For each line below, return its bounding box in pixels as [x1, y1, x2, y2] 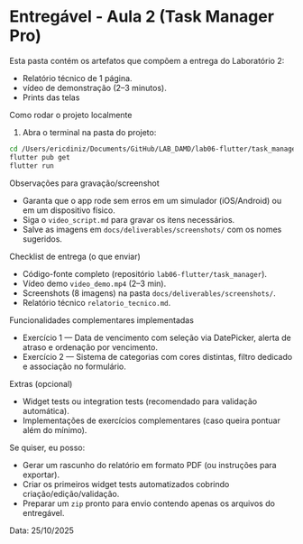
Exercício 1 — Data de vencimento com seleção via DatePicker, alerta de [22, 332, 291, 343]
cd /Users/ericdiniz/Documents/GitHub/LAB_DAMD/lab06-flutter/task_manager [9, 144, 300, 153]
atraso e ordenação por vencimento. [22, 341, 158, 353]
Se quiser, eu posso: [9, 442, 86, 453]
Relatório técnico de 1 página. [22, 72, 133, 83]
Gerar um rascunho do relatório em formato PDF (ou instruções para [22, 459, 277, 470]
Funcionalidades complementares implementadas [9, 314, 194, 326]
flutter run [9, 161, 54, 171]
